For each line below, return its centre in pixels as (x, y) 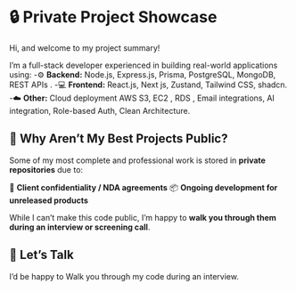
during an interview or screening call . (80, 227)
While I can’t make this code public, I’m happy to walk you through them (143, 217)
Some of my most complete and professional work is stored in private (137, 160)
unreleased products (49, 200)
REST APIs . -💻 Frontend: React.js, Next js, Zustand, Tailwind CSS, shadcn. (148, 85)
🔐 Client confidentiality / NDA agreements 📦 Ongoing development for (144, 187)
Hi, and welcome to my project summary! (85, 48)
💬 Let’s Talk (41, 255)
